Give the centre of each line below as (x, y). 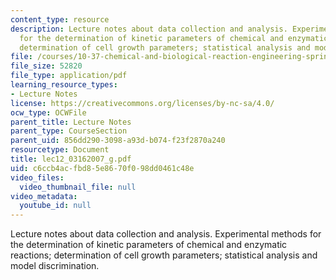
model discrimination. (55, 266)
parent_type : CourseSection (69, 131)
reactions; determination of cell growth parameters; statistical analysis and (164, 255)
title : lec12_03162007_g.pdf (71, 159)
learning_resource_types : (64, 85)
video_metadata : (44, 196)
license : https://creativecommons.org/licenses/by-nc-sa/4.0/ (142, 103)
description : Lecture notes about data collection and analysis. (149, 29)
